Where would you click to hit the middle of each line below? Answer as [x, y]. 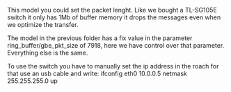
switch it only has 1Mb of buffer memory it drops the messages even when [114, 17]
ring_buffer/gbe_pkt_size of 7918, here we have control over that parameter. [116, 45]
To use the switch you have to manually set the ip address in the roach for [113, 66]
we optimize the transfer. [43, 25]
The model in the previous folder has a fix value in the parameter [100, 38]
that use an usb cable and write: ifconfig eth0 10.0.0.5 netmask [97, 73]
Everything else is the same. [48, 53]
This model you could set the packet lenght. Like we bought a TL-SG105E [112, 10]
